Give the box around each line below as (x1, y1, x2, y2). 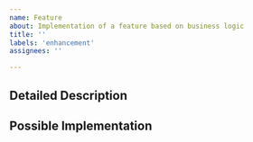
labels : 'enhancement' (9, 38, 95, 48)
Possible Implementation (9, 118, 153, 133)
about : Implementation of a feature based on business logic (9, 22, 245, 31)
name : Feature (9, 13, 63, 22)
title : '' (9, 30, 47, 39)
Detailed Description (9, 87, 128, 103)
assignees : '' (9, 47, 63, 56)
